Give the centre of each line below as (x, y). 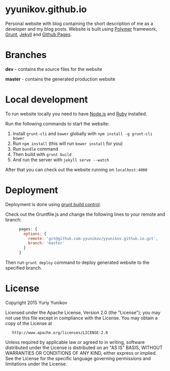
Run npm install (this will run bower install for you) (68, 143)
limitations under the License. (36, 364)
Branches (26, 55)
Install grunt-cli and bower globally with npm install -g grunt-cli (82, 133)
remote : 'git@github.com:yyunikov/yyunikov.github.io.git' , (93, 238)
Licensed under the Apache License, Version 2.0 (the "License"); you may (83, 312)
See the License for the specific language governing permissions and (78, 358)
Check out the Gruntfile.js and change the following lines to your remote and (85, 214)
